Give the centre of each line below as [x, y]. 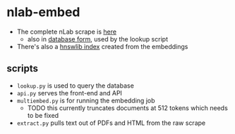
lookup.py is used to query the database [76, 86]
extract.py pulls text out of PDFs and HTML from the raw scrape [111, 123]
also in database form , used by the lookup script [98, 39]
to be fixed [43, 115]
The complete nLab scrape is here [67, 32]
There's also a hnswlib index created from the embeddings [102, 46]
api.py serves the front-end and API [70, 93]
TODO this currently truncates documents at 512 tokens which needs [128, 108]
